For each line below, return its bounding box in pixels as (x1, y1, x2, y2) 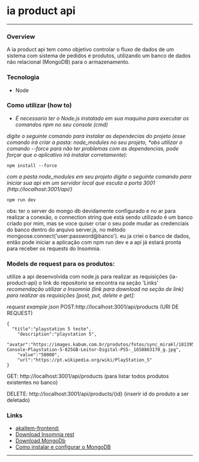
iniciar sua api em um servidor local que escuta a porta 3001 (6, 179, 155, 186)
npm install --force (6, 162, 58, 169)
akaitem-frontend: (15, 425, 60, 432)
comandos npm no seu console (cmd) (15, 121, 108, 128)
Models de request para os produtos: (6, 260, 115, 268)
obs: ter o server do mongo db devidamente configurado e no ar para (6, 207, 176, 214)
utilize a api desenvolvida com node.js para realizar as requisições (6, 273, 168, 280)
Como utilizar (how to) (6, 101, 72, 110)
